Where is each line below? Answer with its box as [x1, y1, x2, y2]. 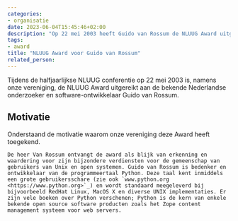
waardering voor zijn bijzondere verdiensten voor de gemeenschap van [7, 157, 220, 165]
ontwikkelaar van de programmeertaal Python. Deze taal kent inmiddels [7, 169, 223, 177]
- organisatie [7, 17, 50, 24]
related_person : [7, 56, 55, 64]
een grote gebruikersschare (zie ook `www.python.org [7, 176, 170, 183]
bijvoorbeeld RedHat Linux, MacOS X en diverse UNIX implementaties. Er [7, 188, 227, 195]
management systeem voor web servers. [7, 206, 122, 214]
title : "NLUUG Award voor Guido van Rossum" [7, 50, 141, 57]
